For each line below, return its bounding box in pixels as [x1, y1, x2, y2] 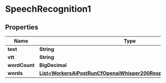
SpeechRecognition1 [5, 3, 91, 15]
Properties [5, 23, 39, 31]
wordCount [7, 62, 35, 68]
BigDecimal [39, 62, 67, 68]
